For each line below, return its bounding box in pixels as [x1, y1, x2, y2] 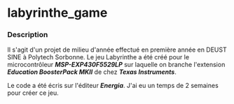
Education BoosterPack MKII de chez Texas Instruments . [7, 68, 177, 76]
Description [7, 30, 48, 40]
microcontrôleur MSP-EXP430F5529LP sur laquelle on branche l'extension [7, 61, 226, 69]
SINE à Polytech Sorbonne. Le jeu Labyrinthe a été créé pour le [7, 53, 190, 61]
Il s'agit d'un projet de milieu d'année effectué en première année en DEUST [7, 45, 227, 54]
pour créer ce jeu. [7, 89, 59, 97]
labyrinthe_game [7, 5, 108, 21]
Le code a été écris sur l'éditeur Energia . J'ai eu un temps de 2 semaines [7, 82, 219, 90]
